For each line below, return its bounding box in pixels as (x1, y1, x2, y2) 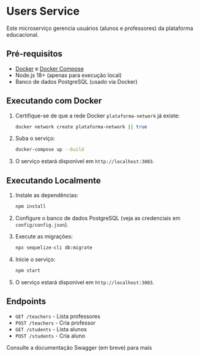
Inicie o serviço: (15, 256, 56, 263)
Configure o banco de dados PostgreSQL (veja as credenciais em (15, 215, 181, 221)
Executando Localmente (6, 175, 101, 186)
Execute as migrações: (15, 233, 73, 240)
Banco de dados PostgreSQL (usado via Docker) (15, 78, 138, 85)
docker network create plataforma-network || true (15, 123, 148, 130)
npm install (15, 204, 46, 210)
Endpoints (6, 296, 47, 307)
